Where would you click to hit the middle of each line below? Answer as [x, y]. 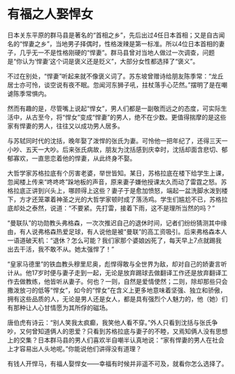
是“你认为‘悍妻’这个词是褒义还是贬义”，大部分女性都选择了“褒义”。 [103, 61]
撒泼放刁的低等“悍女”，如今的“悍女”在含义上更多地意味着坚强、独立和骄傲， [117, 290]
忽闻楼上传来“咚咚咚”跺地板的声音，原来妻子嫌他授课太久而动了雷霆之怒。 [114, 182]
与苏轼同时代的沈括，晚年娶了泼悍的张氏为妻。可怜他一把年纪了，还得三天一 [117, 141]
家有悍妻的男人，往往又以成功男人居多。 [65, 126]
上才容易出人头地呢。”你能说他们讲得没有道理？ [74, 348]
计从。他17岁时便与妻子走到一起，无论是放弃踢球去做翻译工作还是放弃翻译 [114, 273]
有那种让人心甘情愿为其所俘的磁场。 [59, 308]
